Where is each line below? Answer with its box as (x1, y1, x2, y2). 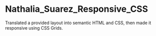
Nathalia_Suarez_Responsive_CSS (5, 3, 149, 15)
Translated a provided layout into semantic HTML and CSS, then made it (5, 20, 152, 26)
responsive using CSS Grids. (5, 25, 63, 31)
